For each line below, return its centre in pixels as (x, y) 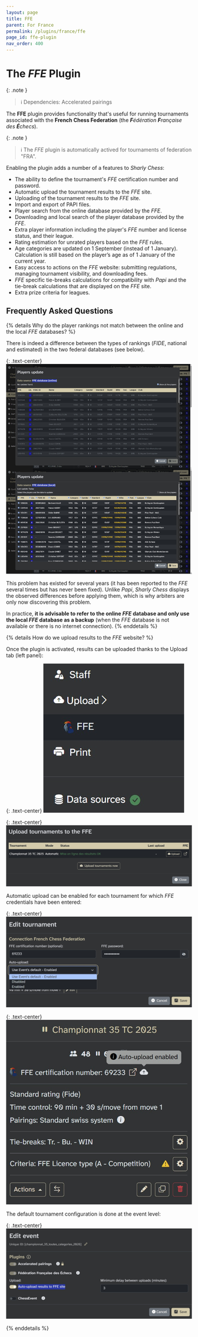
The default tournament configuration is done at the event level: (83, 1214)
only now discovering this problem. (49, 602)
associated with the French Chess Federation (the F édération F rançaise (94, 120)
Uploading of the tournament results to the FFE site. (77, 198)
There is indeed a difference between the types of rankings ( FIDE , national (97, 343)
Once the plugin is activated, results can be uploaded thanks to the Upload (97, 649)
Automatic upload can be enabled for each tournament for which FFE (90, 895)
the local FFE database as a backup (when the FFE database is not (88, 620)
